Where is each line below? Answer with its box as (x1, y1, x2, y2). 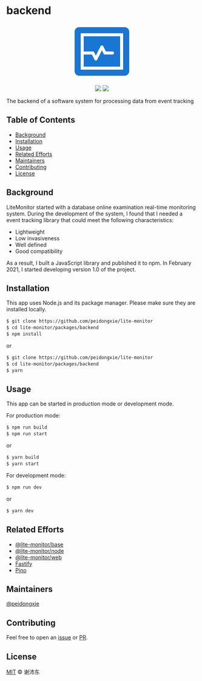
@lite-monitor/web (15, 554, 62, 561)
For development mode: (6, 472, 66, 479)
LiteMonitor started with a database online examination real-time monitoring (6, 203, 196, 211)
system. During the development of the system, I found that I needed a (6, 210, 183, 217)
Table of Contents (6, 115, 76, 125)
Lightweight (15, 228, 45, 235)
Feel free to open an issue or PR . (6, 634, 88, 641)
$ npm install (6, 331, 42, 337)
